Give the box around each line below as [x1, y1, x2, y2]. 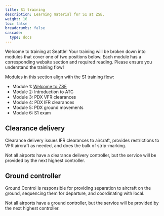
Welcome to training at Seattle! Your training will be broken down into [5, 48, 146, 54]
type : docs [9, 35, 32, 40]
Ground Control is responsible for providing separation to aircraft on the [5, 185, 151, 191]
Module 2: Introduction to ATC [12, 89, 74, 95]
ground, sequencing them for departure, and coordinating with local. [5, 190, 145, 196]
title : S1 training [5, 7, 45, 12]
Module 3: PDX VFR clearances [12, 94, 77, 100]
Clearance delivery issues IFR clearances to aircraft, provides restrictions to [5, 137, 160, 143]
